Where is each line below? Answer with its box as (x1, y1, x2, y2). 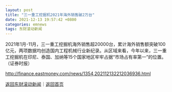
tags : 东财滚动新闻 (5, 27, 42, 32)
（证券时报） (5, 60, 32, 66)
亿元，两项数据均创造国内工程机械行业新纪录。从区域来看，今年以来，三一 (5, 48, 162, 54)
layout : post (5, 7, 33, 13)
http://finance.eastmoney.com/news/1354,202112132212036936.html (5, 71, 151, 77)
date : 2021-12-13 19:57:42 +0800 (5, 17, 77, 22)
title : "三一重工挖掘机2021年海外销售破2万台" (5, 12, 95, 17)
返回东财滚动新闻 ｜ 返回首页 (5, 81, 64, 87)
